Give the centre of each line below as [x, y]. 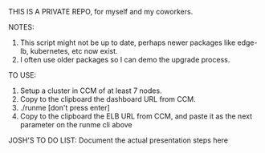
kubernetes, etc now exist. [74, 51]
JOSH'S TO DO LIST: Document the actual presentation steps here [118, 140]
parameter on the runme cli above [76, 125]
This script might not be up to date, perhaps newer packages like [128, 42]
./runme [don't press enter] [65, 108]
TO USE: [22, 75]
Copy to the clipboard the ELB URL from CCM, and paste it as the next [136, 116]
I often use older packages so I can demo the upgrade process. [125, 60]
